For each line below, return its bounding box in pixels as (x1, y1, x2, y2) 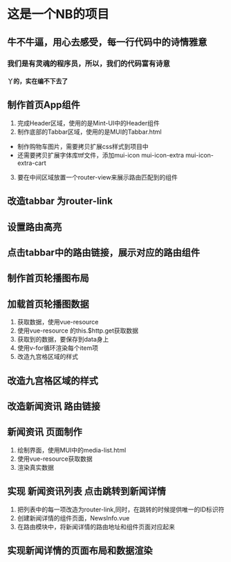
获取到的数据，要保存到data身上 (17, 335, 109, 344)
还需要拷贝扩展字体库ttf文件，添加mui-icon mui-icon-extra (17, 150, 185, 159)
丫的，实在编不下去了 (7, 77, 68, 85)
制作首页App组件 (7, 99, 81, 111)
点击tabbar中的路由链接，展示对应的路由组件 (7, 247, 201, 258)
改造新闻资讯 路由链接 (7, 401, 100, 412)
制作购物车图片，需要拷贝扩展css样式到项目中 (17, 142, 149, 150)
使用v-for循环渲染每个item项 (17, 344, 99, 352)
